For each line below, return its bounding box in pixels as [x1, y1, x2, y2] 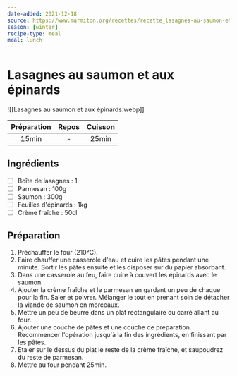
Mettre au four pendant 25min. [17, 360, 107, 369]
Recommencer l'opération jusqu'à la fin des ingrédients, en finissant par [17, 331, 227, 339]
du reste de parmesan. [17, 353, 84, 361]
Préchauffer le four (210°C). [17, 248, 99, 256]
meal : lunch [7, 37, 42, 44]
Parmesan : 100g [17, 184, 67, 193]
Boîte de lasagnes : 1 [17, 176, 78, 185]
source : [7, 17, 30, 24]
